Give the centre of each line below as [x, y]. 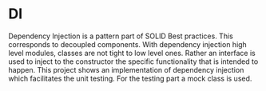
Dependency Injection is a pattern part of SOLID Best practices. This [121, 36]
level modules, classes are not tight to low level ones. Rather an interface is [132, 53]
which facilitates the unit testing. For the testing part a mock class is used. [130, 78]
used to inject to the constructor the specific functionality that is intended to [133, 61]
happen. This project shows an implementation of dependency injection [126, 69]
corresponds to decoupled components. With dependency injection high [128, 44]
